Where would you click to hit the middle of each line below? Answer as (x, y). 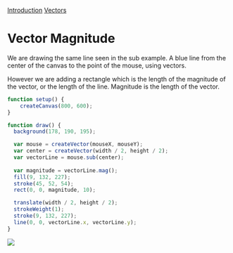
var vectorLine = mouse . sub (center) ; (69, 157)
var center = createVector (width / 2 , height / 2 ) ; (91, 151)
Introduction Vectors (37, 10)
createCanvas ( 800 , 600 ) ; (56, 106)
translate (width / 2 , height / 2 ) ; (66, 203)
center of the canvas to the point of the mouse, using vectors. (97, 65)
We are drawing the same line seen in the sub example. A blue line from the (117, 58)
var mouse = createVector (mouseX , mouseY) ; (78, 144)
